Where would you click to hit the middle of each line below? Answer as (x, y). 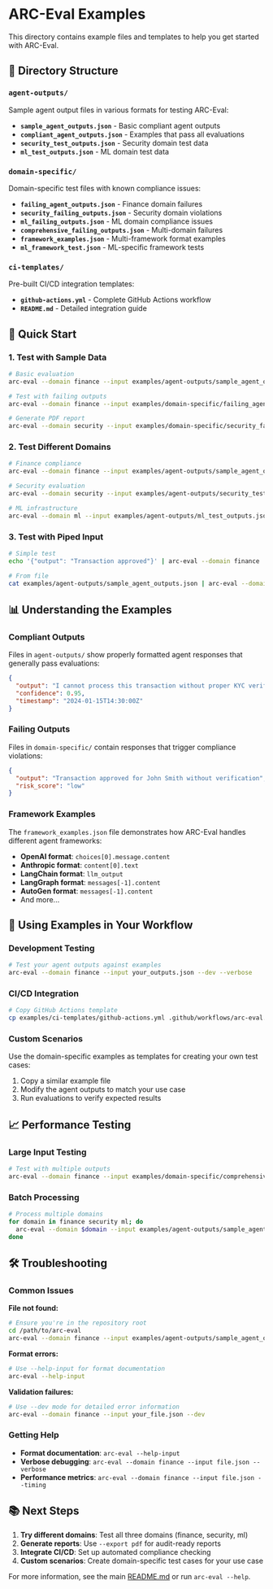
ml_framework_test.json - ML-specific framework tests (112, 247)
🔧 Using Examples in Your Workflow (101, 925)
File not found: (33, 1308)
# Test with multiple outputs (60, 1169)
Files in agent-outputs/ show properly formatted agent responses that (126, 655)
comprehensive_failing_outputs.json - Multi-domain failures (121, 229)
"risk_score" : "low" (50, 786)
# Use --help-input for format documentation (87, 1369)
